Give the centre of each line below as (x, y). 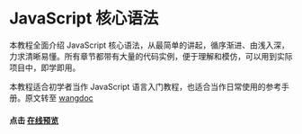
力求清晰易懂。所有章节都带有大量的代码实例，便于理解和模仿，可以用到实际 (151, 56)
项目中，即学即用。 (45, 67)
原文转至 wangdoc (59, 98)
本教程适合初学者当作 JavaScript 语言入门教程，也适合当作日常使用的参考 (146, 86)
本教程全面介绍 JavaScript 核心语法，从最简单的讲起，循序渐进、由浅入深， (150, 45)
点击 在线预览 (34, 120)
